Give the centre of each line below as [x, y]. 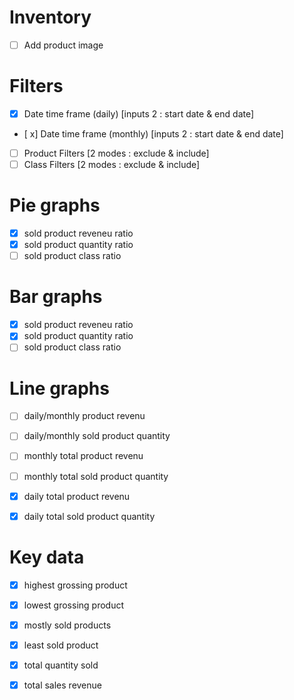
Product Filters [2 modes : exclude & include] [116, 153]
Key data [47, 557]
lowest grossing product [74, 605]
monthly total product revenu [83, 456]
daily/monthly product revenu [84, 416]
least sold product [61, 645]
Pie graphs [55, 205]
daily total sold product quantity [89, 516]
